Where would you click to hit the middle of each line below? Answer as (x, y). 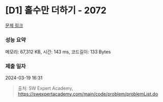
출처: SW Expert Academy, (45, 88)
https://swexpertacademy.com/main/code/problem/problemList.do (88, 94)
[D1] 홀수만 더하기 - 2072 (56, 10)
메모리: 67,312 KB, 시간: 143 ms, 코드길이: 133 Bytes (58, 52)
